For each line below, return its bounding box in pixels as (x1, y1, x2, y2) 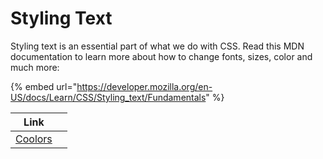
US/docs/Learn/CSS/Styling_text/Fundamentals (10, 91, 207, 103)
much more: (10, 61, 60, 73)
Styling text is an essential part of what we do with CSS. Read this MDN (10, 40, 305, 52)
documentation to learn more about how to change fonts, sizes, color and (10, 50, 313, 62)
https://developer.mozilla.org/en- (76, 80, 213, 92)
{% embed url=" (10, 80, 78, 92)
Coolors (15, 132, 53, 146)
